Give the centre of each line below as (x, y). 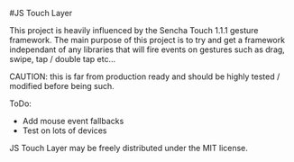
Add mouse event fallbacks (73, 121)
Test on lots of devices (64, 130)
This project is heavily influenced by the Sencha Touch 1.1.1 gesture (134, 30)
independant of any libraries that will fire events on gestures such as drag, (147, 49)
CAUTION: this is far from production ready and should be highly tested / (145, 76)
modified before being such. (62, 86)
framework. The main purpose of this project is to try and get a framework (147, 40)
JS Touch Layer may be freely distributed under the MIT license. (129, 148)
